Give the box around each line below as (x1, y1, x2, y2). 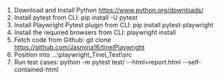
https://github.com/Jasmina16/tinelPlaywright (13, 43, 145, 51)
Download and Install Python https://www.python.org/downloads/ (13, 6, 203, 14)
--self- (182, 58, 202, 66)
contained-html (13, 66, 59, 73)
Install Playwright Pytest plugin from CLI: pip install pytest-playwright (13, 21, 214, 29)
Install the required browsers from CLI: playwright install (13, 28, 177, 36)
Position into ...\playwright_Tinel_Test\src (13, 50, 133, 59)
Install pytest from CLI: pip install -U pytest (13, 13, 138, 22)
